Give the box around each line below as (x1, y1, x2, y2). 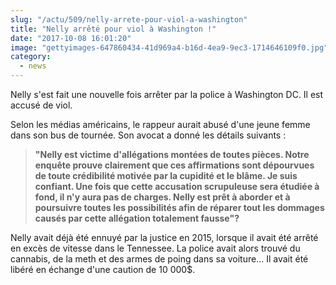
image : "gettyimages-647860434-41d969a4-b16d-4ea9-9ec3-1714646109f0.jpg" (10, 42, 329, 53)
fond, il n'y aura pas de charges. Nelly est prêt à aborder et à (34, 191, 291, 203)
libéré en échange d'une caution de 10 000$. (10, 264, 196, 275)
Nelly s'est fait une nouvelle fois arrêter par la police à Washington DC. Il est (10, 89, 324, 100)
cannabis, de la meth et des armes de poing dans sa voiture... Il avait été (10, 253, 309, 265)
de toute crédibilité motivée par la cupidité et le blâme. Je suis (34, 170, 298, 181)
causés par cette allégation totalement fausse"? (34, 212, 240, 224)
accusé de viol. (10, 99, 73, 111)
